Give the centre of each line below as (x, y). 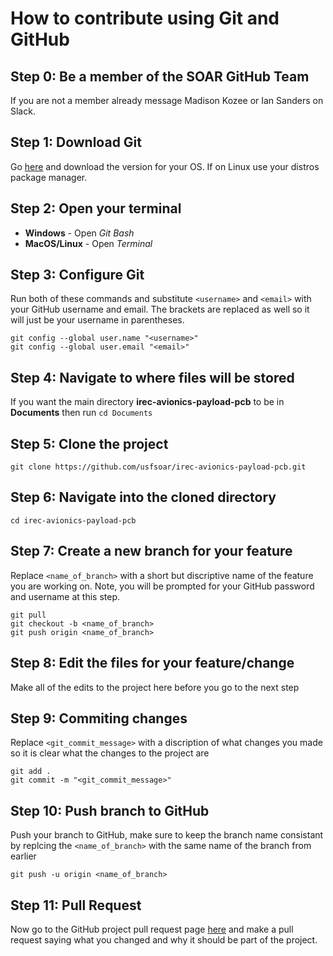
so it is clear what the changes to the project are (110, 753)
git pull (28, 615)
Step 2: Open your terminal (96, 208)
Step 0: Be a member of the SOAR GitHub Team (160, 76)
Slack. (23, 111)
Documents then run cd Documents (81, 413)
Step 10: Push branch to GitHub (110, 810)
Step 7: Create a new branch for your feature (151, 551)
